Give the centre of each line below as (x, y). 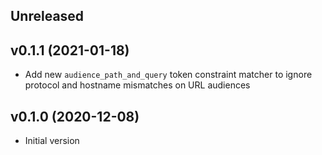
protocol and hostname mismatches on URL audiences (137, 85)
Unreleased (47, 16)
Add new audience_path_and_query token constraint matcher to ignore (168, 75)
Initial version (52, 141)
